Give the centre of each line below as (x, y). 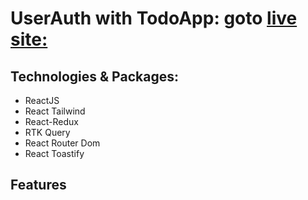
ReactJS (42, 100)
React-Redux (51, 121)
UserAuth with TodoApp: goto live (154, 18)
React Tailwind (55, 111)
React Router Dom (62, 143)
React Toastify (54, 153)
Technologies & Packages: (94, 76)
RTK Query (47, 132)
